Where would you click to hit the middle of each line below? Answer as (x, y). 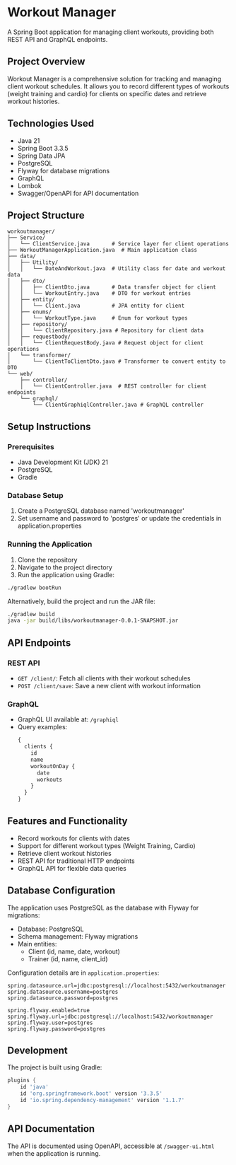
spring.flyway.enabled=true (49, 1010)
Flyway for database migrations (64, 170)
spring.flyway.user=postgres (50, 1023)
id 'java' (35, 1087)
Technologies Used (51, 123)
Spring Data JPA (41, 156)
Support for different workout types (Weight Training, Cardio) (106, 845)
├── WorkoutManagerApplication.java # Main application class (102, 250)
